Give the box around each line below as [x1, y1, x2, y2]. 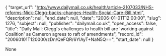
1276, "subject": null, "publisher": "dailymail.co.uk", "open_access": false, [5, 20, 157, 26]
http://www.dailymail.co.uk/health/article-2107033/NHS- [36, 5, 154, 10]
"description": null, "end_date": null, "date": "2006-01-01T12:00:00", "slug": [5, 15, 162, 21]
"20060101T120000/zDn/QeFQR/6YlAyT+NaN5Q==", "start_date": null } [5, 36, 154, 42]
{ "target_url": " [5, 5, 37, 10]
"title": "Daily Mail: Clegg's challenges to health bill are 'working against [5, 26, 154, 32]
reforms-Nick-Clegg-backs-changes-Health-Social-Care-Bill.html [5, 10, 142, 16]
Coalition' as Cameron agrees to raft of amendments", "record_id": [5, 31, 143, 37]
